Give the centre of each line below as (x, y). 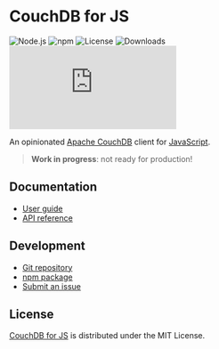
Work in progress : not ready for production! (112, 158)
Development (48, 246)
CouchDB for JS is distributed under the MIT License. (107, 336)
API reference (47, 218)
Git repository (47, 267)
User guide (42, 208)
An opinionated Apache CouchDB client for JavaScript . (110, 142)
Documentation (53, 187)
